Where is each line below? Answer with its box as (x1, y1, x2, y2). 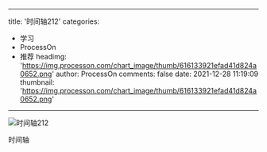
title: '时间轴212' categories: (8, 17, 100, 26)
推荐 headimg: (19, 52, 68, 61)
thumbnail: (19, 78, 55, 87)
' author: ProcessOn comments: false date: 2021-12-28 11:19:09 (51, 69, 259, 78)
